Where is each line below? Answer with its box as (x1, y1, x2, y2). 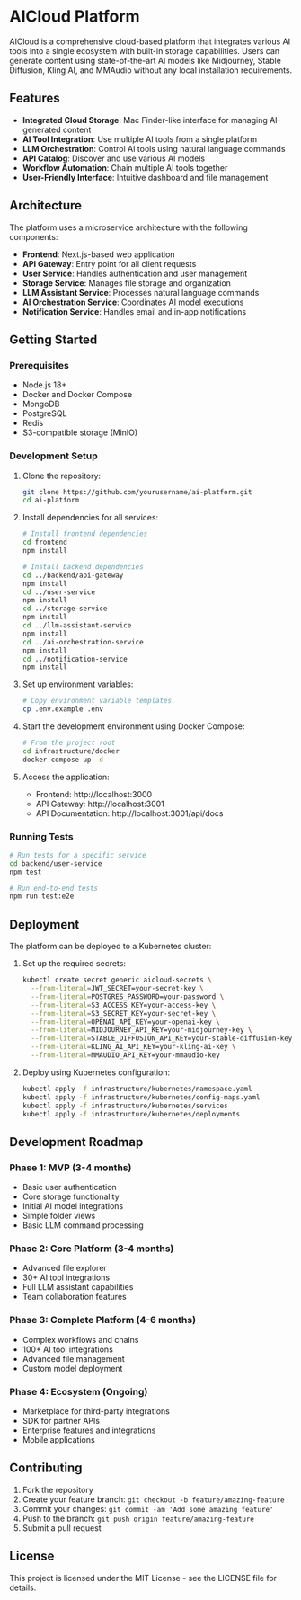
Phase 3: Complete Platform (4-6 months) (9, 1314, 196, 1327)
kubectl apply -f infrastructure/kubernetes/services (22, 1101, 228, 1110)
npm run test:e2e (9, 892, 75, 901)
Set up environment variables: (22, 679, 134, 689)
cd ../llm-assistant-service (22, 621, 132, 630)
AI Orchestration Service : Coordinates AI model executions (22, 297, 244, 307)
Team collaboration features (22, 1292, 128, 1302)
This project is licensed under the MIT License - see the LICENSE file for (9, 1572, 277, 1583)
